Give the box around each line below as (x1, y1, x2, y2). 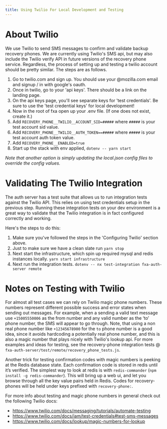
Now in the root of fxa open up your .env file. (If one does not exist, (12, 108, 151, 114)
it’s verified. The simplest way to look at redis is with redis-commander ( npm (5, 367, 157, 373)
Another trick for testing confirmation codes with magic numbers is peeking (5, 357, 161, 363)
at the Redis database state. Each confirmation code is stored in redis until (5, 362, 158, 368)
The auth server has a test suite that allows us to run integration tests (5, 194, 148, 200)
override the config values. (5, 160, 61, 166)
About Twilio (5, 28, 59, 40)
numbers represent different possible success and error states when (5, 305, 146, 311)
